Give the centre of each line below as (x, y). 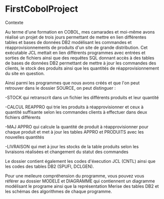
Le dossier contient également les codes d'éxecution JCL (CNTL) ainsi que (80, 161)
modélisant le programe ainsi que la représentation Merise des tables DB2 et (82, 186)
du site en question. (25, 73)
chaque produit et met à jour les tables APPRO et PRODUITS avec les (74, 132)
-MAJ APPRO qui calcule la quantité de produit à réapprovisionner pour (77, 127)
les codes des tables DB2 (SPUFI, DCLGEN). (50, 166)
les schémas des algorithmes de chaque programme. (59, 191)
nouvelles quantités (25, 137)
